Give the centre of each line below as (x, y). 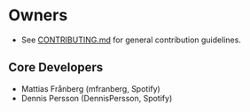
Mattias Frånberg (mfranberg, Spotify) (90, 88)
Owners (38, 15)
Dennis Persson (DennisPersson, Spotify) (97, 98)
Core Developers (56, 67)
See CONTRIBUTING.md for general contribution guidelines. (131, 40)
